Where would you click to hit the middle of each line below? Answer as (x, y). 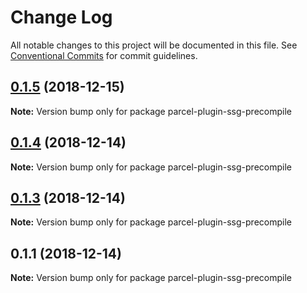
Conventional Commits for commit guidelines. (104, 55)
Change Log (61, 17)
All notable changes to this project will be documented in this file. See (154, 45)
